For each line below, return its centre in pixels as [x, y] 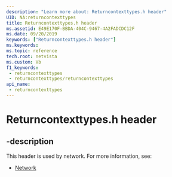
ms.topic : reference [32, 51]
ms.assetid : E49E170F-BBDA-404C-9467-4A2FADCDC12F [70, 28]
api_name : [19, 85]
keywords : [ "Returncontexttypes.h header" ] [61, 40]
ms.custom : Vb [24, 62]
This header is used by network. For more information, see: [79, 156]
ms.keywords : [22, 46]
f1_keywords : [22, 67]
